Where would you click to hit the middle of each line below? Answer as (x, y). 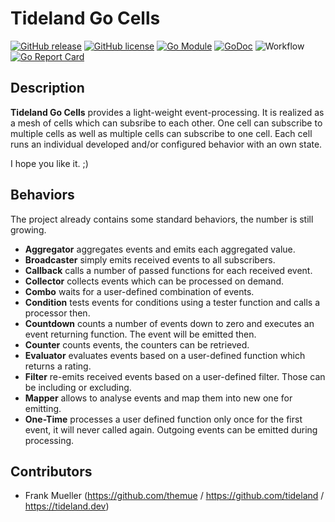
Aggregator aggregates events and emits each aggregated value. (160, 249)
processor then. (57, 313)
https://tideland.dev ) (67, 506)
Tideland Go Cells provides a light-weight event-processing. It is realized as (167, 112)
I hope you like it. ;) (49, 163)
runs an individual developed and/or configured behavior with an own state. (166, 144)
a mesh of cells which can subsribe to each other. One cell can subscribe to (166, 123)
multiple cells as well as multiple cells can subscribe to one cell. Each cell (161, 133)
